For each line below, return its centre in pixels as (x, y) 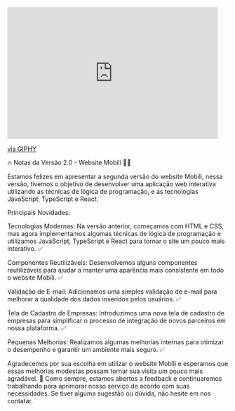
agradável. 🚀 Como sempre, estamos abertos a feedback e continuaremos (115, 378)
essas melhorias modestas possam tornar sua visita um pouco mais (105, 371)
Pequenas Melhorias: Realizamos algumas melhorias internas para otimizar (116, 342)
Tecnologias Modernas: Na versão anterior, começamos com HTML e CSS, (116, 226)
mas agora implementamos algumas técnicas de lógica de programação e (114, 234)
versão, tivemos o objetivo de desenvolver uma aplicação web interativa (112, 184)
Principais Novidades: (39, 213)
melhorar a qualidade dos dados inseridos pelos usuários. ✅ (94, 299)
